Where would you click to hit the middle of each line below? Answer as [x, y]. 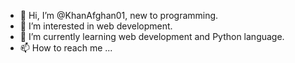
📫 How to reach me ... [66, 48]
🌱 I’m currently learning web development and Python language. [152, 36]
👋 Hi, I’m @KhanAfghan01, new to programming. [119, 15]
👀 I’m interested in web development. [96, 26]
